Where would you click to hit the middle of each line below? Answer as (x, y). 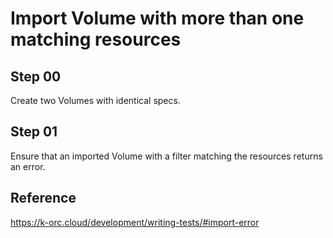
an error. (28, 166)
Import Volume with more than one (157, 18)
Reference (43, 198)
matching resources (96, 39)
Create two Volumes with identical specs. (95, 100)
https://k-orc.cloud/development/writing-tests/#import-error (135, 222)
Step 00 (36, 76)
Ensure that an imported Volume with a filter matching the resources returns (166, 156)
